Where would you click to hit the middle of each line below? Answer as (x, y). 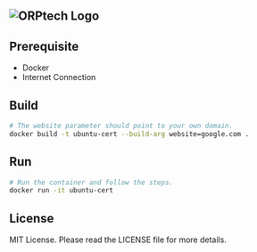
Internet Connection (59, 77)
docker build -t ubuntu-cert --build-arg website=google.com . (129, 134)
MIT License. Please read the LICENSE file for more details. (118, 240)
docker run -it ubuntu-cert (62, 191)
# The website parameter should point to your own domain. (121, 126)
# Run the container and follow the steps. (91, 183)
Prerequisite (44, 46)
